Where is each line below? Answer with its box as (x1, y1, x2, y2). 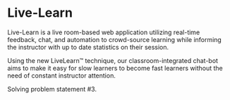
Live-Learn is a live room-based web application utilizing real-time (7, 28, 200, 36)
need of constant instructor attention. (7, 71, 116, 80)
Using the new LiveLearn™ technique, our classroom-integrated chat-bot (7, 56, 219, 64)
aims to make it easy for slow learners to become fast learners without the (7, 64, 224, 72)
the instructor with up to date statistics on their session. (7, 43, 169, 51)
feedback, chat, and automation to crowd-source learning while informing (7, 35, 222, 43)
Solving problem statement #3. (7, 85, 97, 93)
